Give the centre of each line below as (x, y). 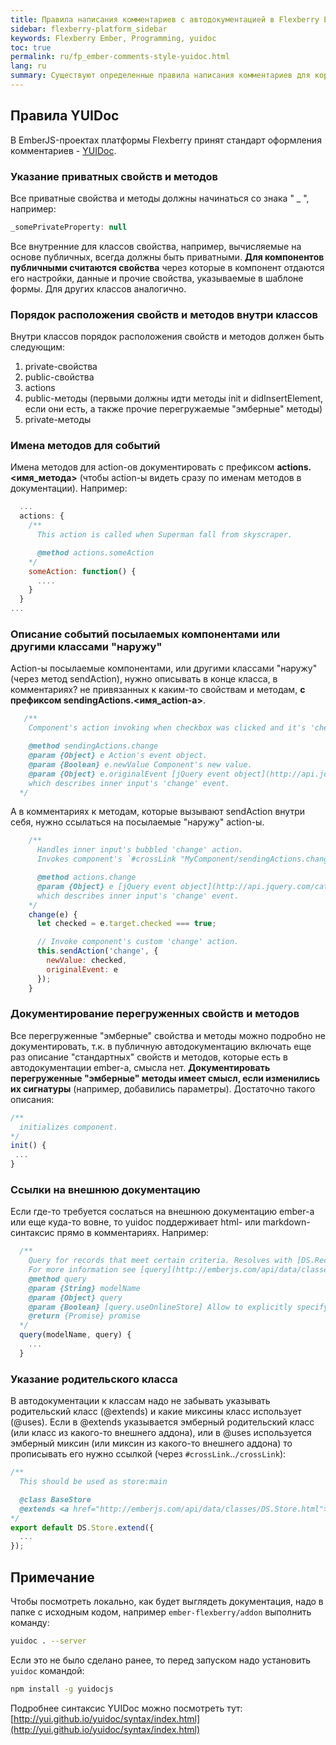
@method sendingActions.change (93, 746)
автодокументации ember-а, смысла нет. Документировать (140, 1067)
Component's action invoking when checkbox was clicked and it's (167, 728)
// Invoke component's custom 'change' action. (138, 942)
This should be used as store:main (93, 1482)
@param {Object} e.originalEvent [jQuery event (129, 774)
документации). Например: (69, 488)
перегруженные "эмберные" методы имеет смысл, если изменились (165, 1078)
